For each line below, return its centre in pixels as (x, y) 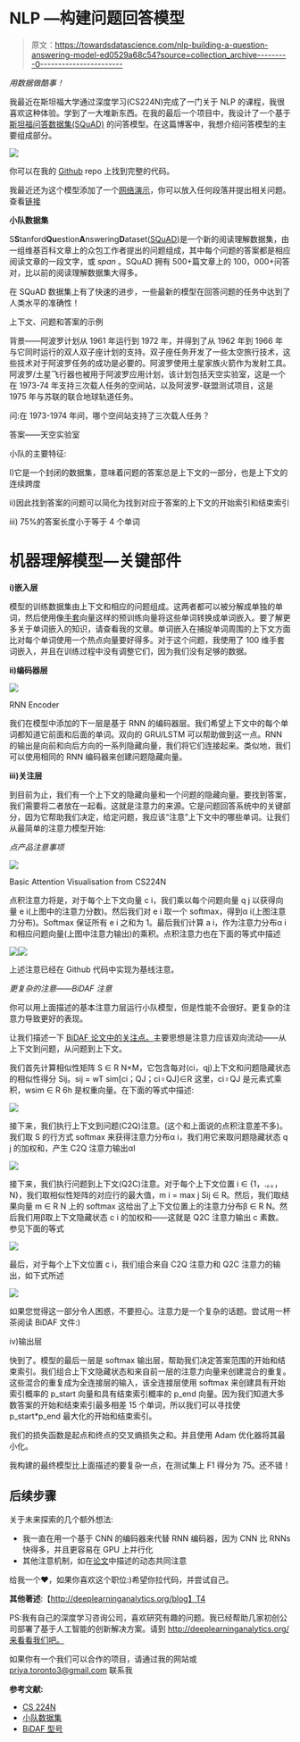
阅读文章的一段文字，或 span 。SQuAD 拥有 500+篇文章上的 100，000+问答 (150, 261)
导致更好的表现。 (56, 1018)
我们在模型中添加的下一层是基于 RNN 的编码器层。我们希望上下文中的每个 (145, 723)
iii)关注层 (26, 775)
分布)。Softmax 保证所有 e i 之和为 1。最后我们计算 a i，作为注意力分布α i (152, 922)
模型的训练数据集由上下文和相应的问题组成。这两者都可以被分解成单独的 (142, 606)
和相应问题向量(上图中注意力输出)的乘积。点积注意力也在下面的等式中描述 (145, 934)
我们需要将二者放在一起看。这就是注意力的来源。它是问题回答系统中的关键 (146, 806)
